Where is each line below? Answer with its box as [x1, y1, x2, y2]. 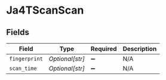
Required [90, 45, 118, 53]
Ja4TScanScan [6, 4, 84, 17]
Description [122, 45, 157, 53]
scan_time [9, 65, 37, 72]
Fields [6, 27, 30, 37]
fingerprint [9, 56, 44, 62]
